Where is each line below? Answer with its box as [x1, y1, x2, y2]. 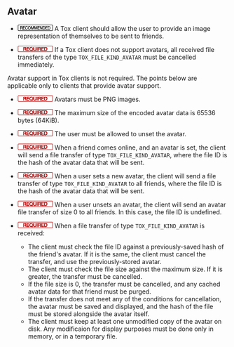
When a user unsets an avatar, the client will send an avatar [54, 200, 226, 209]
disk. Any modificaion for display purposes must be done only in [27, 325, 214, 333]
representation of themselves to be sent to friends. [17, 32, 165, 40]
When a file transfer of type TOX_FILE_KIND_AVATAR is [54, 221, 205, 230]
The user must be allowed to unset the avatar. [54, 129, 187, 138]
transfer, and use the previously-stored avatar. [27, 257, 162, 266]
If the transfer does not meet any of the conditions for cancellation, [27, 294, 222, 303]
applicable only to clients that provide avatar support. [7, 81, 161, 90]
